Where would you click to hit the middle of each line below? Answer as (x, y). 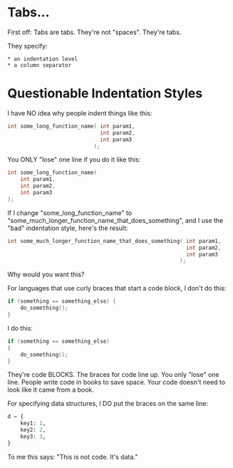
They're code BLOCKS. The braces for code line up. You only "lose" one (113, 375)
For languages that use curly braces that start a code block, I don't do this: (117, 288)
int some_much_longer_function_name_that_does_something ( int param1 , (114, 241)
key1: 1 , (33, 423)
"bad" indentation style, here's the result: (68, 228)
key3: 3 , (33, 437)
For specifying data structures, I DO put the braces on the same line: (108, 404)
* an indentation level (43, 59)
